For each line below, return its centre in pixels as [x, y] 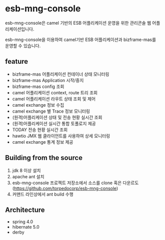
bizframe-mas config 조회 [38, 86]
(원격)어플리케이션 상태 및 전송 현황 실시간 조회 [57, 117]
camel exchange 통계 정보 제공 [43, 142]
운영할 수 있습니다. [23, 45]
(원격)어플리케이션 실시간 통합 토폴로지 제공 [54, 123]
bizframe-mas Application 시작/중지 [48, 80]
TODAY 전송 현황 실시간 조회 [40, 129]
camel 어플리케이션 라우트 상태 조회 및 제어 [54, 99]
